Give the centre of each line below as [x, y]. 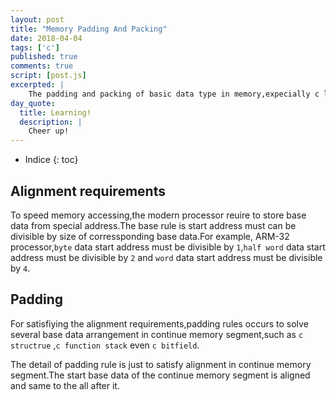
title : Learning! [55, 112]
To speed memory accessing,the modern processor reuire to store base [158, 215]
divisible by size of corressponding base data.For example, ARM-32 [150, 236]
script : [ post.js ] [48, 76]
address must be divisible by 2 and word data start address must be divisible [166, 257]
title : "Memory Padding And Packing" [89, 29]
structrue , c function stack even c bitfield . [105, 345]
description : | [51, 122]
